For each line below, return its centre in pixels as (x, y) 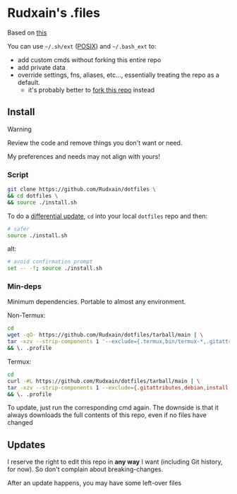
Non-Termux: (26, 315)
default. (29, 82)
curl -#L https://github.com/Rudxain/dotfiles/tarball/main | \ (104, 381)
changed (20, 423)
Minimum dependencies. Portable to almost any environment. (97, 302)
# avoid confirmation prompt (50, 262)
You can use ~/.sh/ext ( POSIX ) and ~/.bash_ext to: (82, 46)
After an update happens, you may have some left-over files (95, 483)
